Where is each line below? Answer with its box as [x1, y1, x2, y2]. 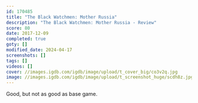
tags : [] [6, 58, 28, 64]
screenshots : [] [6, 52, 46, 58]
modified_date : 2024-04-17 [6, 47, 72, 53]
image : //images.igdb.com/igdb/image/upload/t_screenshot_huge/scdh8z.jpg [6, 74, 194, 80]
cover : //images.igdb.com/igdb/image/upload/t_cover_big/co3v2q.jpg [6, 69, 178, 75]
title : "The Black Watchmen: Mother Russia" [6, 14, 117, 20]
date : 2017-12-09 [6, 31, 49, 36]
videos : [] [6, 63, 33, 69]
